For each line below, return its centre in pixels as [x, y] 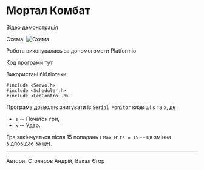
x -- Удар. [28, 125]
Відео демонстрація [32, 27]
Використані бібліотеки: [37, 74]
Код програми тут [30, 62]
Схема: [16, 39]
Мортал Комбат [49, 11]
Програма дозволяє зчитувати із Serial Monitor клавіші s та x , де [91, 107]
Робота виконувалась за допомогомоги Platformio [71, 51]
